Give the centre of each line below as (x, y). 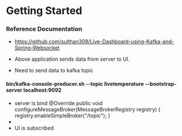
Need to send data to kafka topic (54, 71)
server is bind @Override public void (59, 103)
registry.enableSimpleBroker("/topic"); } (62, 116)
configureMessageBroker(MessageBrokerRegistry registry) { (87, 109)
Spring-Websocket (37, 48)
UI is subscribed (34, 128)
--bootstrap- (161, 84)
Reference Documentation (44, 29)
